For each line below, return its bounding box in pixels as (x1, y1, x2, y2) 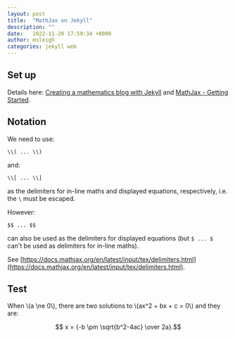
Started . (7, 95, 31, 104)
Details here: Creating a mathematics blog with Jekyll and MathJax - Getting (7, 87, 229, 96)
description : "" (7, 23, 55, 30)
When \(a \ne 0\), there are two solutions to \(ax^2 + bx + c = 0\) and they (7, 301, 221, 310)
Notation (7, 116, 47, 128)
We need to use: (7, 135, 55, 143)
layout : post (7, 10, 46, 18)
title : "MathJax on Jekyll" (7, 17, 93, 24)
